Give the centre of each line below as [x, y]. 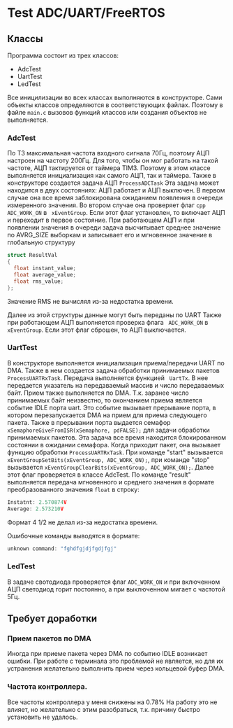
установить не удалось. [43, 717]
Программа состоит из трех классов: [63, 55]
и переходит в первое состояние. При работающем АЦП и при [101, 220]
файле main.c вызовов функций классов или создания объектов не [107, 112]
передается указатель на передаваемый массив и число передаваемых [116, 385]
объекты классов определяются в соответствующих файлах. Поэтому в [115, 105]
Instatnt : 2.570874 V [37, 502]
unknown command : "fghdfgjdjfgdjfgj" [62, 548]
